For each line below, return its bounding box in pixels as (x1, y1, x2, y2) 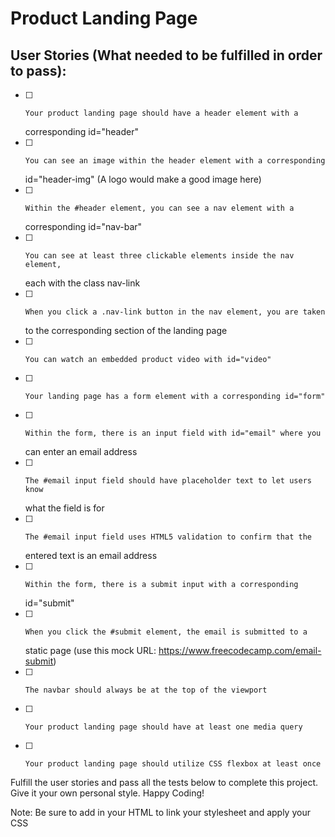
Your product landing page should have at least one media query (24, 722, 303, 732)
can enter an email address (24, 446, 138, 457)
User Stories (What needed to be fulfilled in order (10, 47, 323, 64)
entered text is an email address (24, 550, 158, 561)
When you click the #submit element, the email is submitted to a (24, 627, 308, 637)
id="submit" (24, 597, 75, 609)
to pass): (10, 62, 67, 79)
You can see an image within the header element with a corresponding (24, 156, 326, 166)
